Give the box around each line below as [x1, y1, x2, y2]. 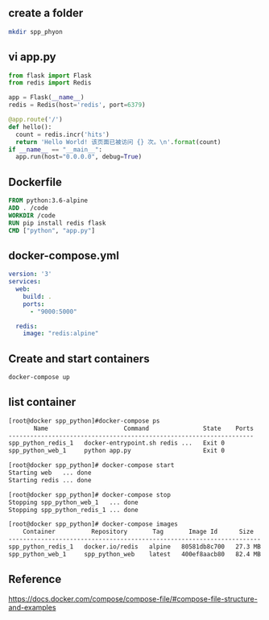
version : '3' [8, 270, 52, 279]
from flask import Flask [8, 72, 92, 80]
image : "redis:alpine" [23, 329, 99, 337]
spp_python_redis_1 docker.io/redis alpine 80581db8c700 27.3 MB [8, 543, 262, 551]
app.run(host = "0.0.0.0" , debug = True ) [15, 153, 143, 161]
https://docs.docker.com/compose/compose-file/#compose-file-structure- [8, 593, 258, 603]
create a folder [8, 6, 84, 20]
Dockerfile [8, 175, 63, 188]
